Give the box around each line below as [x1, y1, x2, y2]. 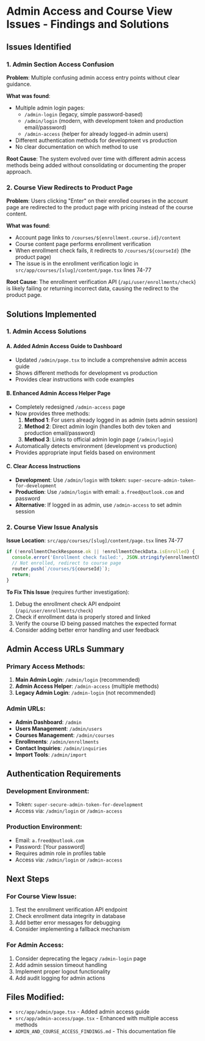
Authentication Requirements [6, 769, 121, 779]
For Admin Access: [6, 941, 64, 949]
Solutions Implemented [6, 309, 96, 319]
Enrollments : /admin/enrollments [15, 737, 99, 745]
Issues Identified [6, 42, 71, 52]
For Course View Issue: [6, 892, 77, 900]
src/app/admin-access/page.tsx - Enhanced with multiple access [15, 1015, 179, 1022]
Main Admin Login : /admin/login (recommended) [15, 676, 140, 684]
